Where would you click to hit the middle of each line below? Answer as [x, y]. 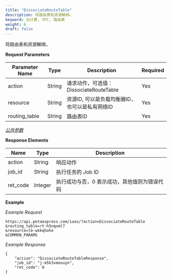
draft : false [19, 29]
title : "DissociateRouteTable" [39, 10]
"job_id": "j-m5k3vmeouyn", [44, 263]
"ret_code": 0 [29, 267]
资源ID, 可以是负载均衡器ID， [101, 99]
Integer [42, 185]
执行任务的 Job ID [77, 172]
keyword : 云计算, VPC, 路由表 [35, 19]
